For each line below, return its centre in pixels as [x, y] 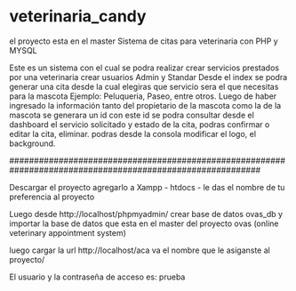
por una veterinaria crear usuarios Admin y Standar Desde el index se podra [148, 77]
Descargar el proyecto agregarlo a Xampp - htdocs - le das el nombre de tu [147, 187]
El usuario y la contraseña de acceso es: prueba [97, 277]
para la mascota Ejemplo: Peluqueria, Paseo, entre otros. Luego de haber [143, 96]
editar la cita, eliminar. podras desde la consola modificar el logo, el [132, 133]
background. [32, 143]
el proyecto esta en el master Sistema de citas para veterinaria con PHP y [144, 41]
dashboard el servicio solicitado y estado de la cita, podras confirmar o [140, 124]
